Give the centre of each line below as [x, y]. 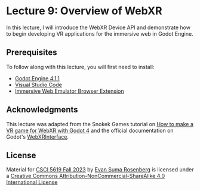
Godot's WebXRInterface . [38, 137]
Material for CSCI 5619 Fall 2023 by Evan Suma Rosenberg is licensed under [100, 170]
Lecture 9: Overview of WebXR [84, 11]
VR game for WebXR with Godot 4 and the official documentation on [90, 130]
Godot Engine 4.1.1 [37, 78]
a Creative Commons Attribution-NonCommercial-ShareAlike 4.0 [86, 176]
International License [32, 182]
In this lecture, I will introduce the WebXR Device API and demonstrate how [99, 27]
